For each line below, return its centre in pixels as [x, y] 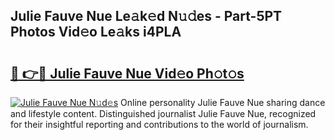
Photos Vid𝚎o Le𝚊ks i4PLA [96, 32]
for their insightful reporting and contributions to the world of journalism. [159, 124]
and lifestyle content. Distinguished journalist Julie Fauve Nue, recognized [163, 113]
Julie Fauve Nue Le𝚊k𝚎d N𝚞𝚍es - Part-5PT [146, 16]
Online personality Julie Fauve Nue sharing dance [223, 102]
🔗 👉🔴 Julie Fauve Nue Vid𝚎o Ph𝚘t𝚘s [127, 73]
